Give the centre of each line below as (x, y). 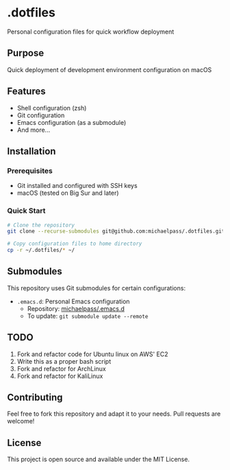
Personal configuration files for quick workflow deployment (91, 32)
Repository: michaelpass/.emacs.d (76, 308)
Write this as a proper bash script (64, 361)
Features (26, 92)
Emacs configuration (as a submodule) (72, 122)
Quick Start (26, 211)
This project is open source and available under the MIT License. (99, 459)
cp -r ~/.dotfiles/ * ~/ (41, 250)
